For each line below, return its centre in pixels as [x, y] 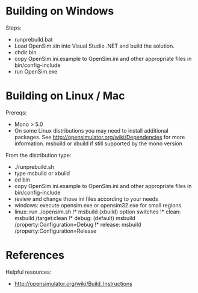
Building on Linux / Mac [65, 96]
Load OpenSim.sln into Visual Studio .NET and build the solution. [94, 46]
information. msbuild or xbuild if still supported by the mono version [98, 143]
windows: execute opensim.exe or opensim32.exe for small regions [98, 205]
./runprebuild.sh [34, 166]
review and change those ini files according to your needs [86, 199]
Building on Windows [60, 11]
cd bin [22, 180]
